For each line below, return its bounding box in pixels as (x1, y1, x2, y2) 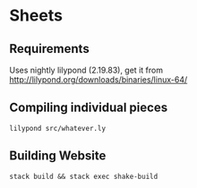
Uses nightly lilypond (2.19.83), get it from (9, 64, 164, 75)
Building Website (9, 149, 107, 164)
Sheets (9, 5, 63, 26)
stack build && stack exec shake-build (9, 172, 158, 181)
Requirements (9, 41, 90, 56)
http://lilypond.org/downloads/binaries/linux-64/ (9, 74, 188, 85)
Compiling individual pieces (9, 100, 168, 115)
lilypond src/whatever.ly (9, 124, 106, 132)
